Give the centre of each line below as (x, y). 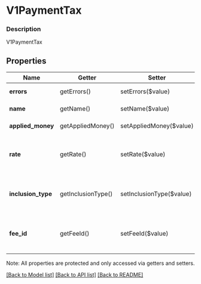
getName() (75, 109)
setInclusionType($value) (156, 194)
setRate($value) (143, 154)
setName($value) (145, 109)
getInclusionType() (86, 194)
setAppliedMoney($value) (157, 126)
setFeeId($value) (144, 234)
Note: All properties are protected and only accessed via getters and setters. (101, 263)
